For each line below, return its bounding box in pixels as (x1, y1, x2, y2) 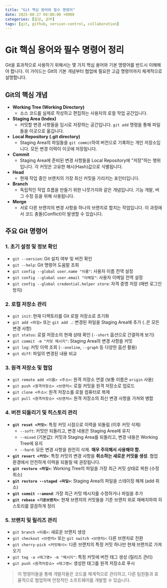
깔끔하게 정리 (29, 503, 56, 509)
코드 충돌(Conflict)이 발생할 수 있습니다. (25, 211, 103, 217)
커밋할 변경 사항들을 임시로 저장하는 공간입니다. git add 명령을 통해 (19, 122, 152, 128)
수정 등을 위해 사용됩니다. (25, 193, 75, 199)
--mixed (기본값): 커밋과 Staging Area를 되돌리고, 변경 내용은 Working (19, 434, 158, 440)
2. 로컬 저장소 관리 (5, 301, 47, 308)
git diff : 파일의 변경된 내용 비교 (12, 350, 77, 356)
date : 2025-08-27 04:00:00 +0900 (5, 12, 75, 17)
